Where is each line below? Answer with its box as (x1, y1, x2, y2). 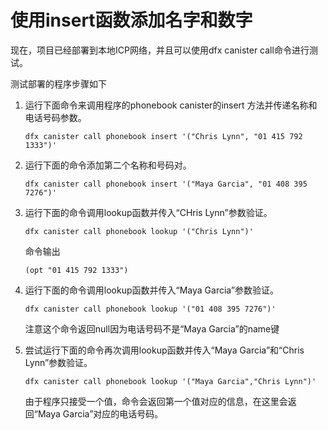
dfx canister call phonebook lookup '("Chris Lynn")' (24, 226, 254, 236)
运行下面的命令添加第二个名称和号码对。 (24, 159, 192, 171)
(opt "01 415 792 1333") (24, 265, 129, 275)
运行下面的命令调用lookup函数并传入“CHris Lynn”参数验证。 (24, 206, 273, 218)
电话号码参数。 (24, 111, 87, 123)
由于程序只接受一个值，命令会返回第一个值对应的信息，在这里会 (24, 395, 288, 407)
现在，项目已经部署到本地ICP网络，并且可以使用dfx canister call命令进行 (10, 44, 310, 56)
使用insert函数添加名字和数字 (10, 9, 253, 32)
